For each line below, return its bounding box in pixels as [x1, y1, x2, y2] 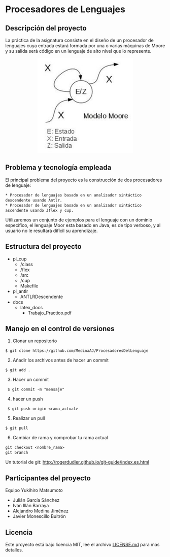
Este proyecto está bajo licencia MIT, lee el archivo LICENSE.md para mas [5, 542, 160, 548]
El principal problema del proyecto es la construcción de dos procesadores [5, 177, 162, 183]
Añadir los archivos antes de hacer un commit [12, 357, 109, 364]
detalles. [5, 547, 23, 553]
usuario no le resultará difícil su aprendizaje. [5, 227, 98, 234]
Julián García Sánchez [12, 497, 60, 503]
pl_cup [12, 255, 27, 262]
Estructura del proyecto [5, 242, 82, 251]
